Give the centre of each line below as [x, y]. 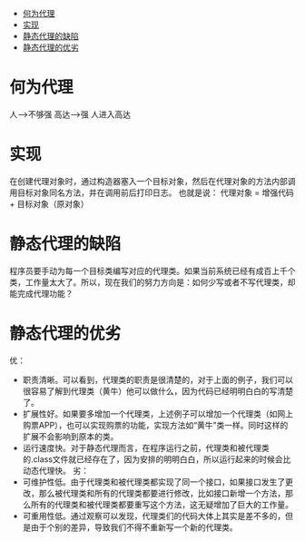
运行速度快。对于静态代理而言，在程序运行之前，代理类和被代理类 [146, 448]
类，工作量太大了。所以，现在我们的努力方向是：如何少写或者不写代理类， [148, 282]
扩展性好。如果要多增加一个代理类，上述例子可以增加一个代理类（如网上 [157, 413]
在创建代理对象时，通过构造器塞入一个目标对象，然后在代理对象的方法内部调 [152, 181]
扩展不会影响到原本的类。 [70, 436]
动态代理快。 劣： [55, 470]
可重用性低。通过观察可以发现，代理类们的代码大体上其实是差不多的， [154, 516]
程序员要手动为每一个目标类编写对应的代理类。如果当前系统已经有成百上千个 [152, 270]
